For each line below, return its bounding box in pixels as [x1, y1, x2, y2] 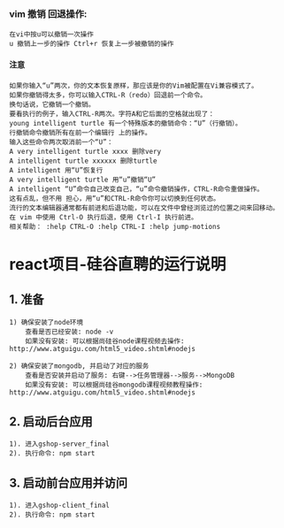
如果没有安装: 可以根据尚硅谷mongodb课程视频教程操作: [25, 380, 203, 389]
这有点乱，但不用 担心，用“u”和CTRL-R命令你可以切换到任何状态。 [9, 194, 220, 203]
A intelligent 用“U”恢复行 [9, 165, 104, 174]
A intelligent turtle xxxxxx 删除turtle [9, 157, 157, 165]
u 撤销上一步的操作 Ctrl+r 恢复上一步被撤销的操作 [9, 40, 174, 49]
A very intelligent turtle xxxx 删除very [9, 147, 162, 156]
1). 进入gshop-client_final [9, 501, 111, 510]
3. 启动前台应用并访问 [9, 475, 128, 490]
